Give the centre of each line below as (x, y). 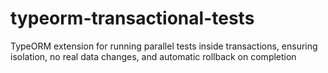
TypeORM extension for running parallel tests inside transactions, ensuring (164, 46)
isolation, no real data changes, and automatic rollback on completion (153, 56)
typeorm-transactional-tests (132, 18)
